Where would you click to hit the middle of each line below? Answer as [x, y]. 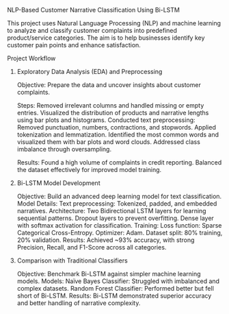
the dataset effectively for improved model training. [89, 170]
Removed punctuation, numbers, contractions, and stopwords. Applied [117, 127]
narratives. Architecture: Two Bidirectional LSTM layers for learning [111, 211]
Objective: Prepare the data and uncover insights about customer [109, 85]
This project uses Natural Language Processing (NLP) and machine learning [114, 23]
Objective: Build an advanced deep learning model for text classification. [119, 196]
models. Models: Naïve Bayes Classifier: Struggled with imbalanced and [118, 281]
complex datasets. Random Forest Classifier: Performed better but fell [115, 288]
